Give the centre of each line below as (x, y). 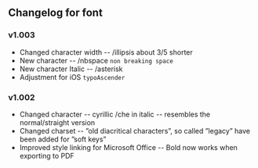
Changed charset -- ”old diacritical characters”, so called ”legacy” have (135, 130)
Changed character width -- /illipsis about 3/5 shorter (106, 52)
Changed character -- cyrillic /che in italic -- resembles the (115, 114)
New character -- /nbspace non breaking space (96, 60)
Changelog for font (56, 13)
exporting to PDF (47, 155)
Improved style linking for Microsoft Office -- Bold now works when (128, 147)
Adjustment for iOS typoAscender (72, 77)
